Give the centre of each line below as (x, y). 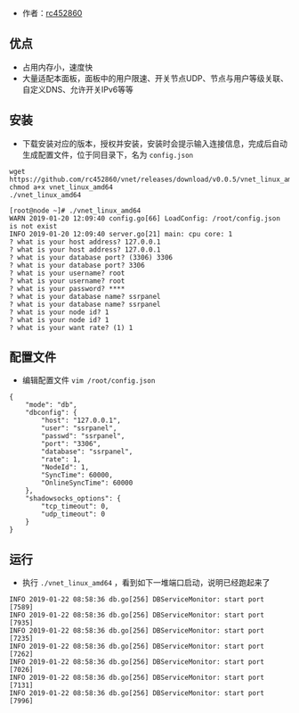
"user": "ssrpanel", (79, 428)
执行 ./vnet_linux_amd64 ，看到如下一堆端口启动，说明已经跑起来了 (146, 583)
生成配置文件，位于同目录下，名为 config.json (108, 154)
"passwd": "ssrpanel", (83, 436)
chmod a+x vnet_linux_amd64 (61, 187)
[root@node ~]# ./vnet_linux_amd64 (75, 211)
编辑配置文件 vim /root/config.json (89, 380)
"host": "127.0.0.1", (81, 421)
